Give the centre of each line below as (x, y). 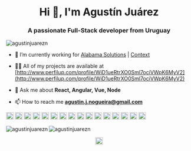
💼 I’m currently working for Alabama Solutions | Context (82, 55)
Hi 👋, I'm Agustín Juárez (99, 12)
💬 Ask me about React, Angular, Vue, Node (67, 90)
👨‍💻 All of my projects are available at (59, 66)
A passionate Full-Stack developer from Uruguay (99, 31)
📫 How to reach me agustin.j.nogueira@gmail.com (79, 102)
